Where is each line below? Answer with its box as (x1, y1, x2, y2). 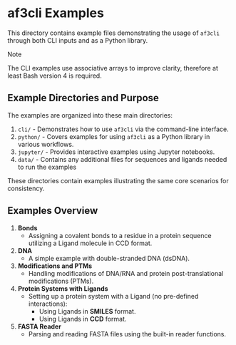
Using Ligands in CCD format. (39, 314, 127, 323)
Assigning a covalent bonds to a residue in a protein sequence (28, 231, 212, 240)
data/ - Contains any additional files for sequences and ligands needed (17, 155, 227, 163)
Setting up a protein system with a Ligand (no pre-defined (28, 292, 199, 300)
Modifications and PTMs (17, 262, 93, 270)
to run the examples (17, 163, 77, 171)
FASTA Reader (17, 322, 62, 331)
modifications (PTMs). (28, 277, 94, 285)
